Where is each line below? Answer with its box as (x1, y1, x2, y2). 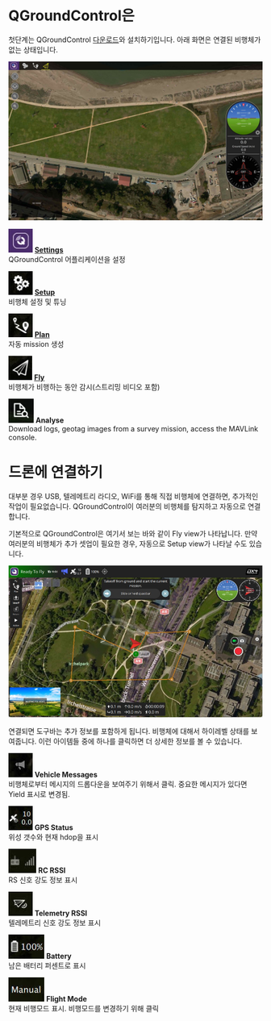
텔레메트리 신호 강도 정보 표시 (8, 918, 102, 927)
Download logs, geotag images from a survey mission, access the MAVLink (8, 423, 259, 433)
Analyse (35, 415, 65, 425)
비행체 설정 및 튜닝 (8, 297, 67, 306)
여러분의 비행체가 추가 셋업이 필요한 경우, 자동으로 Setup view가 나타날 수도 (8, 539, 248, 548)
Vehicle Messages (34, 769, 98, 779)
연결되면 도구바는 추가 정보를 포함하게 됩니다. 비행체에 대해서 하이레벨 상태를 (8, 726, 250, 736)
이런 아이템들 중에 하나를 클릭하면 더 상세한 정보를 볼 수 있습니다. (38, 736, 243, 746)
